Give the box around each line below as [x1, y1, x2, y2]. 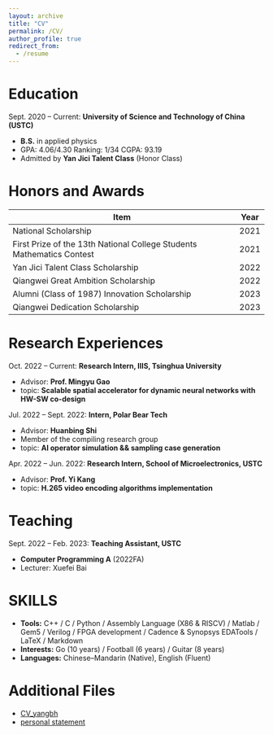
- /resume [15, 50, 49, 58]
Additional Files [8, 681, 116, 700]
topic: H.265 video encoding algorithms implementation [19, 483, 213, 492]
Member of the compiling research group [19, 434, 158, 444]
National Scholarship [12, 225, 92, 236]
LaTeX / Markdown [19, 636, 84, 645]
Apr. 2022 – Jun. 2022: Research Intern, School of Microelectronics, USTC [8, 458, 262, 468]
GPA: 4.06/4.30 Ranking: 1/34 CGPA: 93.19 [19, 144, 162, 155]
